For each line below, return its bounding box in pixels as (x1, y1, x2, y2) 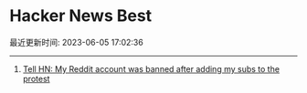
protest (22, 73, 50, 84)
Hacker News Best (9, 5, 153, 26)
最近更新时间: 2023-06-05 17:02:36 (9, 36, 143, 47)
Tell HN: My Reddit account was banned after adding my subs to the (22, 63, 281, 74)
